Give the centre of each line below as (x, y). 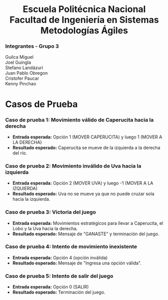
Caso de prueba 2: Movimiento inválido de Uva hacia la (73, 166)
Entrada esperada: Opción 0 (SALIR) (51, 287)
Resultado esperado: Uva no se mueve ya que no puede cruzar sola (83, 194)
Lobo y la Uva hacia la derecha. (45, 228)
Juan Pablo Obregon (27, 73)
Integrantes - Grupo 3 (32, 46)
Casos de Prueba (41, 104)
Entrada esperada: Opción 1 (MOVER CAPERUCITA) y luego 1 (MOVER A (87, 137)
